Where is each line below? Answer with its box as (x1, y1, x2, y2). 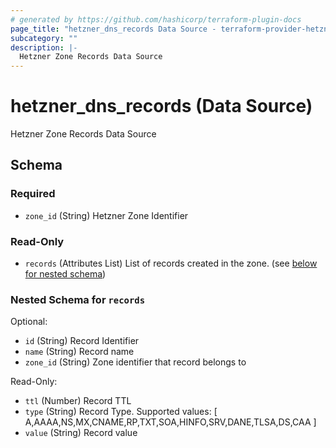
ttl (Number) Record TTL (24, 395, 132, 407)
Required (10, 187, 56, 201)
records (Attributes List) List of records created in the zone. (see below (24, 257, 318, 270)
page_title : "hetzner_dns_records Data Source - (10, 24, 217, 34)
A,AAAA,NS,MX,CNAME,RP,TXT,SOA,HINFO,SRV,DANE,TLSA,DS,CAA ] (24, 416, 317, 428)
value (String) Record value (24, 427, 138, 439)
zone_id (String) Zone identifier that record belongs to (24, 356, 247, 368)
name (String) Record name (24, 346, 135, 358)
